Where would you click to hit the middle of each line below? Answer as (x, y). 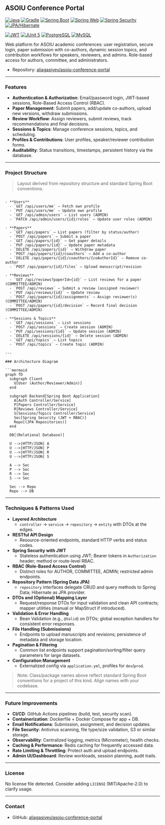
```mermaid (16, 370)
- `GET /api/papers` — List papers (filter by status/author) (74, 232)
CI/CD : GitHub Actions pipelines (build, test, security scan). (72, 714)
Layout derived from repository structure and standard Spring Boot (85, 183)
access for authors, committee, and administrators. (57, 60)
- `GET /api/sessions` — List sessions (50, 323)
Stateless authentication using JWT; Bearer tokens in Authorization (88, 556)
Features (16, 87)
